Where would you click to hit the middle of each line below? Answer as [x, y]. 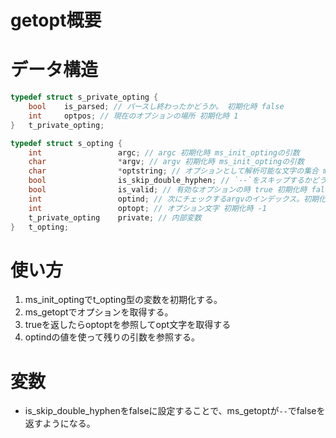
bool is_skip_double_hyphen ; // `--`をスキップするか [170, 181]
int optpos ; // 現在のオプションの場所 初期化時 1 [133, 116]
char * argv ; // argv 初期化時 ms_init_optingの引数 [166, 162]
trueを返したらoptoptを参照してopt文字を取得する [128, 325]
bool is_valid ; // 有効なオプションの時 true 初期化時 [168, 190]
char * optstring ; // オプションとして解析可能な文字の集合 [173, 171]
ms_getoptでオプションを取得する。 [99, 312]
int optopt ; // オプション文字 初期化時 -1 [148, 208]
